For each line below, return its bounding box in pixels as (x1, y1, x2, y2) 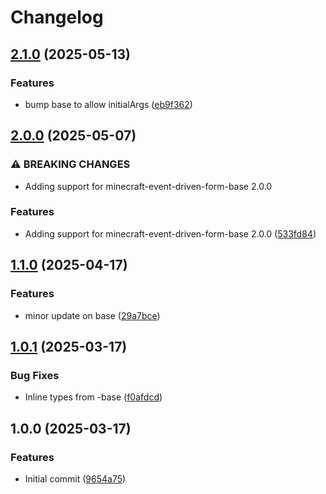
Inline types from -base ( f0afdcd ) (24, 391, 163, 403)
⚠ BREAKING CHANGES (10, 157, 131, 171)
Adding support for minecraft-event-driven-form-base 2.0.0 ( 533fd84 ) (24, 227, 317, 240)
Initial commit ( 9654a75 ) (24, 472, 127, 485)
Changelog (10, 6, 104, 29)
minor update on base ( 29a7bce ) (24, 309, 161, 321)
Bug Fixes (10, 368, 60, 382)
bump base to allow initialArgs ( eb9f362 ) (24, 98, 193, 110)
